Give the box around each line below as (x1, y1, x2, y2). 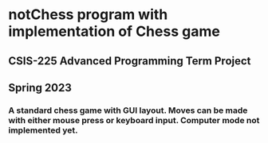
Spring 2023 (8, 81, 72, 95)
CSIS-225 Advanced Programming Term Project (8, 54, 251, 68)
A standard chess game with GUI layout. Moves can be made (8, 105, 248, 116)
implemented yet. (8, 125, 78, 136)
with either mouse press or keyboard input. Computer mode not (8, 114, 260, 126)
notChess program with (8, 6, 168, 24)
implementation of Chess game (8, 22, 221, 41)
